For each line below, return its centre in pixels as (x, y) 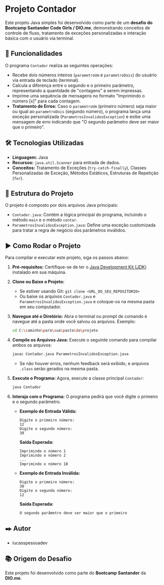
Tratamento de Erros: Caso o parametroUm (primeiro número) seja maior (84, 106)
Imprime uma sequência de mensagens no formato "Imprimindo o (79, 96)
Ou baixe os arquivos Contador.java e (58, 296)
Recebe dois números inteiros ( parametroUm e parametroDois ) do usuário (84, 75)
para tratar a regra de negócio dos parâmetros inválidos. (69, 230)
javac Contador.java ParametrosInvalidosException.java (70, 354)
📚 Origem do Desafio (38, 559)
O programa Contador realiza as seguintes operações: (59, 65)
